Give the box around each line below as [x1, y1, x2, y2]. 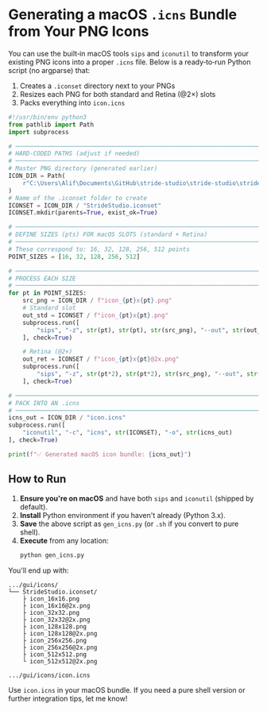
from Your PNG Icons [8, 22, 149, 41]
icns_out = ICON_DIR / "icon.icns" [8, 414, 126, 422]
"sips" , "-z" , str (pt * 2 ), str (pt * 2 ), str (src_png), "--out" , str [37, 370, 258, 378]
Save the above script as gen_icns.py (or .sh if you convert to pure [19, 519, 239, 528]
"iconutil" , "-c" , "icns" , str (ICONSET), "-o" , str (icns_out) [22, 429, 233, 437]
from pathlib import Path [8, 121, 94, 129]
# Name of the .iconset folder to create [8, 194, 148, 202]
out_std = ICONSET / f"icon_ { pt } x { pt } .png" [22, 311, 169, 319]
